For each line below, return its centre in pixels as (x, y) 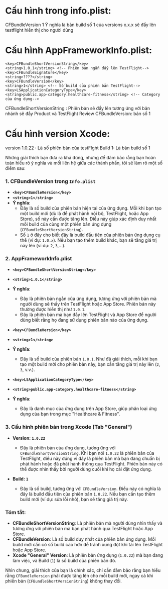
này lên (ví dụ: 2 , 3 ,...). (43, 246)
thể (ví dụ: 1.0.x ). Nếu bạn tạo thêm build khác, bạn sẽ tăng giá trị (88, 240)
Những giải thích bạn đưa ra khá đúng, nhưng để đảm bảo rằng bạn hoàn (81, 157)
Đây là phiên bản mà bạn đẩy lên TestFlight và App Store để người (88, 315)
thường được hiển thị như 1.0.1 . (53, 310)
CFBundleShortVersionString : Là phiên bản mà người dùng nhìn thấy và (88, 523)
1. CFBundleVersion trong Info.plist (51, 181)
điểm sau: (16, 168)
